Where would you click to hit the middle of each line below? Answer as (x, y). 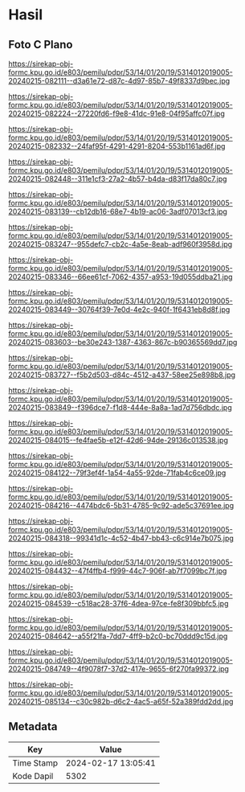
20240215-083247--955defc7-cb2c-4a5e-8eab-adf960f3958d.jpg (120, 244)
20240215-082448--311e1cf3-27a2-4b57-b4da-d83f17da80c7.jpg (118, 179)
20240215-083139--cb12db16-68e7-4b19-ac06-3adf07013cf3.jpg (118, 211)
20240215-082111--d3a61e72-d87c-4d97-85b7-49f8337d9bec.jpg (119, 81)
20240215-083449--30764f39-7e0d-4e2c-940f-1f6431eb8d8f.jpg (119, 310)
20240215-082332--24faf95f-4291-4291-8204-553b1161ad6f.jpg (117, 146)
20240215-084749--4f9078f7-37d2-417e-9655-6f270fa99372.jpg (118, 669)
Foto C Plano (41, 45)
